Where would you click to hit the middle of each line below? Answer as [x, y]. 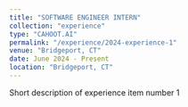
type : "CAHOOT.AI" [43, 34]
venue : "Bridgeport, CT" [55, 51]
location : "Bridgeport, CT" [61, 68]
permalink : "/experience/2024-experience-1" [93, 42]
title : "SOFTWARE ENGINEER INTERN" [75, 17]
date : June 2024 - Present [59, 59]
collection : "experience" [57, 26]
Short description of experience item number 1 [94, 92]
